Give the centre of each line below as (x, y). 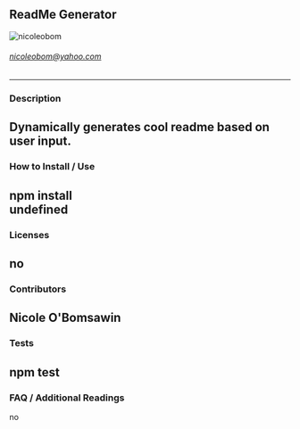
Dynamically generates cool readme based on (140, 127)
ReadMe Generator (63, 15)
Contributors (38, 289)
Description (35, 98)
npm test (34, 372)
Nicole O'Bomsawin (65, 318)
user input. (40, 141)
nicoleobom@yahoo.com (55, 56)
